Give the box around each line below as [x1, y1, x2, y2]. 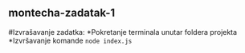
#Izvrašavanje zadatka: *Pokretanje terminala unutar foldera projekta [8, 27, 238, 36]
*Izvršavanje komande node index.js [8, 36, 133, 45]
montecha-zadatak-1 [8, 6, 116, 20]
